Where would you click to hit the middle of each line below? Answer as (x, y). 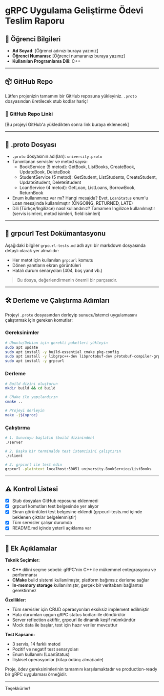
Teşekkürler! (18, 689)
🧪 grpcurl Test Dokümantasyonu (55, 233)
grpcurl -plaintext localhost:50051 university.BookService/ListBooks (78, 469)
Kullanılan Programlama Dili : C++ (46, 61)
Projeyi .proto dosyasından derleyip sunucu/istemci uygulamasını (71, 315)
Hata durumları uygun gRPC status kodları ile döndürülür (69, 615)
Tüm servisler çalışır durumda (42, 523)
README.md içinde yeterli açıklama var (52, 528)
